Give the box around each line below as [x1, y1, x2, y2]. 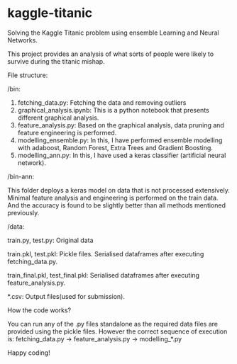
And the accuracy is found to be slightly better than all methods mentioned [7, 200, 226, 210]
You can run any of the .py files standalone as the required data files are [7, 319, 219, 328]
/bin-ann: [7, 172, 35, 181]
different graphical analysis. [17, 113, 99, 122]
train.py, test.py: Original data [7, 236, 94, 244]
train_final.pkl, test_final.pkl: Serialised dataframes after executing [7, 271, 200, 279]
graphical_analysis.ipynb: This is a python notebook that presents [17, 106, 209, 114]
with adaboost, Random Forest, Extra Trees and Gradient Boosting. [17, 143, 213, 152]
